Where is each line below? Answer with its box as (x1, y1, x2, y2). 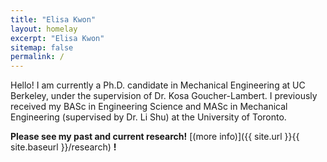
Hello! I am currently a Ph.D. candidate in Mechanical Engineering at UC (10, 79, 306, 91)
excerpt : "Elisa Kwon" (10, 33, 105, 43)
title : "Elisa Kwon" (10, 14, 97, 25)
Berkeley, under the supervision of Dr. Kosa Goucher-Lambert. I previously (10, 90, 318, 102)
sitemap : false (10, 42, 74, 53)
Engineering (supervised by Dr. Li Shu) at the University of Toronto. (10, 111, 287, 123)
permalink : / (10, 52, 65, 62)
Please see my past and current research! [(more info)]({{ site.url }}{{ (10, 131, 300, 143)
